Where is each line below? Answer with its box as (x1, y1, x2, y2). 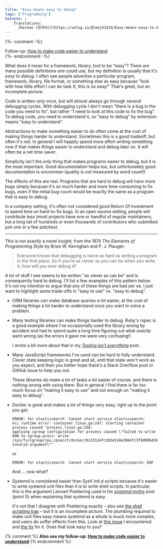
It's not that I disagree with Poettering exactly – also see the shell (12, 503, 142, 509)
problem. (12, 308, 31, 314)
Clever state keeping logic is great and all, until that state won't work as (12, 357, 155, 363)
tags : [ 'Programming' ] (5, 12, 51, 17)
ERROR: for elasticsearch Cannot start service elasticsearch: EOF (12, 460, 154, 465)
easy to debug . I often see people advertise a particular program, (5, 73, 135, 79)
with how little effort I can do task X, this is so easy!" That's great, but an (5, 83, 150, 89)
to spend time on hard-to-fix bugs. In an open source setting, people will (5, 208, 150, 215)
